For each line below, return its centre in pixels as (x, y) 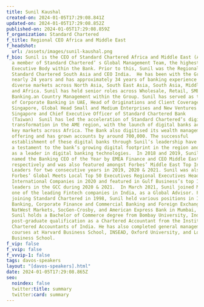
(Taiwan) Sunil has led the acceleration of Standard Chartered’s (99, 119)
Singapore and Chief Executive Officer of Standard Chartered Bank (99, 114)
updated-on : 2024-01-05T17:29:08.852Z (55, 23)
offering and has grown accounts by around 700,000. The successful (100, 136)
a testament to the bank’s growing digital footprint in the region (100, 147)
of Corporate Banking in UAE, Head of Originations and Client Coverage (106, 102)
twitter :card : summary (40, 295)
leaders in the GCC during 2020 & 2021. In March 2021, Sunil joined (103, 187)
